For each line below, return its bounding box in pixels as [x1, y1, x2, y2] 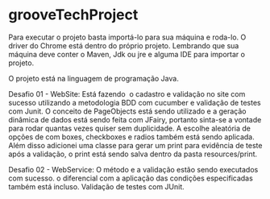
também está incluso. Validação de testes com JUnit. [8, 181, 185, 191]
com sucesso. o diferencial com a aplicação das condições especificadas [8, 173, 254, 183]
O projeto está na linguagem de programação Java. [8, 73, 179, 83]
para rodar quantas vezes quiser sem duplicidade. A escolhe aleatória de [8, 123, 251, 133]
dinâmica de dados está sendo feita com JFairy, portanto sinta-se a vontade [8, 114, 262, 124]
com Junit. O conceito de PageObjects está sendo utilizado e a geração [8, 106, 247, 116]
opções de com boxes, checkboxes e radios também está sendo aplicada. [8, 131, 255, 142]
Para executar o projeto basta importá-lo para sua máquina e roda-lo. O [8, 32, 247, 42]
